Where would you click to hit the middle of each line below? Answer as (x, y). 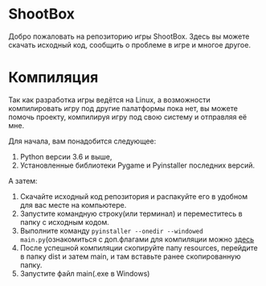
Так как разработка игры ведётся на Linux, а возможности (109, 99)
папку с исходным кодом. (65, 222)
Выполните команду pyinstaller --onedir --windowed (111, 230)
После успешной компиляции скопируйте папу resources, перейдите (139, 247)
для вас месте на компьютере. (73, 205)
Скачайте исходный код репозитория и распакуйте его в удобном (134, 196)
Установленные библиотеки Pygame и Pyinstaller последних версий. (137, 165)
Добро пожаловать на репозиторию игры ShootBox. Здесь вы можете (129, 36)
